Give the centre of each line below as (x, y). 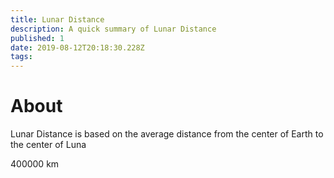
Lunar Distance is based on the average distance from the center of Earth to (167, 134)
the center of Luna (48, 145)
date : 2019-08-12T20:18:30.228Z (77, 47)
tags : (21, 57)
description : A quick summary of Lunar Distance (113, 29)
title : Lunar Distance (57, 19)
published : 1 (37, 38)
